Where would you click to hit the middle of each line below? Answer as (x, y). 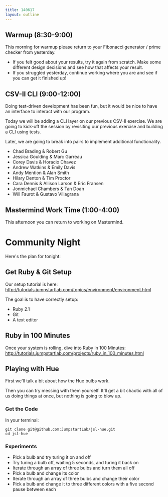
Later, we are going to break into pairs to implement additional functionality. (83, 142)
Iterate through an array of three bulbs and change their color (76, 478)
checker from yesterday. (31, 52)
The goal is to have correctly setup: (42, 299)
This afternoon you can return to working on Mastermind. (64, 222)
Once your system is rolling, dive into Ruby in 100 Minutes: (66, 348)
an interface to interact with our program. (48, 112)
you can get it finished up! (39, 78)
